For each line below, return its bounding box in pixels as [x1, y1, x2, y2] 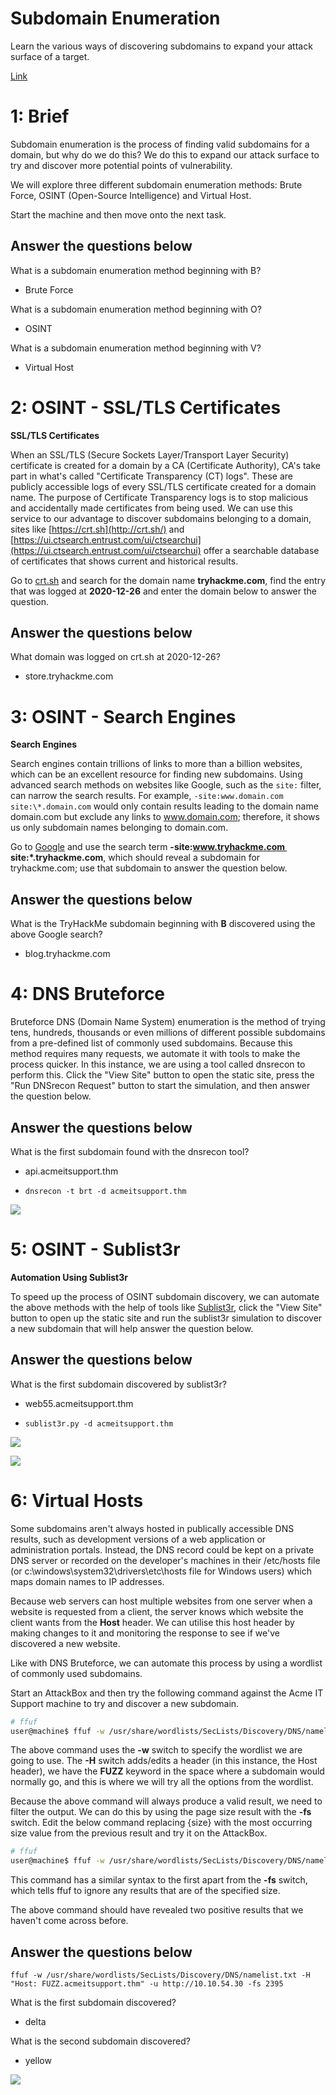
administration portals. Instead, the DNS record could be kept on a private [10, 1543, 315, 1556]
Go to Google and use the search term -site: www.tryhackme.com [10, 841, 285, 853]
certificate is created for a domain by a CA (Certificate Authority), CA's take [10, 459, 322, 471]
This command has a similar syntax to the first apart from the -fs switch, [10, 1874, 308, 1886]
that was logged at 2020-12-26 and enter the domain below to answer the [10, 585, 318, 597]
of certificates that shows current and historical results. [10, 555, 239, 567]
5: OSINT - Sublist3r [10, 1238, 181, 1261]
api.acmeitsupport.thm [24, 1165, 119, 1177]
